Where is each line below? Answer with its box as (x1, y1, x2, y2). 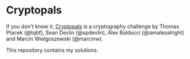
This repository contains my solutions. (6, 46, 99, 53)
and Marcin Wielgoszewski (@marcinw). (6, 35, 104, 42)
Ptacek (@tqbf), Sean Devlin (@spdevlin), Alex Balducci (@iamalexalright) (6, 29, 185, 36)
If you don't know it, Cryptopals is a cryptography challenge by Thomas (6, 23, 179, 30)
